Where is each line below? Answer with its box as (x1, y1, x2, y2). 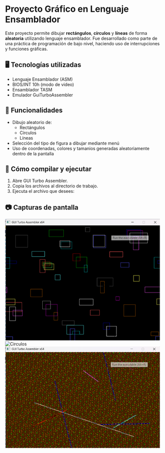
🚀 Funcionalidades (5, 106, 63, 115)
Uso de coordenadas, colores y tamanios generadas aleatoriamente (12, 145, 150, 151)
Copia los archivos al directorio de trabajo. (12, 183, 98, 189)
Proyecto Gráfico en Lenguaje (5, 3, 129, 15)
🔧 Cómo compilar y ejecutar (5, 165, 92, 173)
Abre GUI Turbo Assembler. (12, 178, 68, 184)
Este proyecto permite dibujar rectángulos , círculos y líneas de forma (5, 30, 147, 36)
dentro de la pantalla (12, 151, 54, 156)
